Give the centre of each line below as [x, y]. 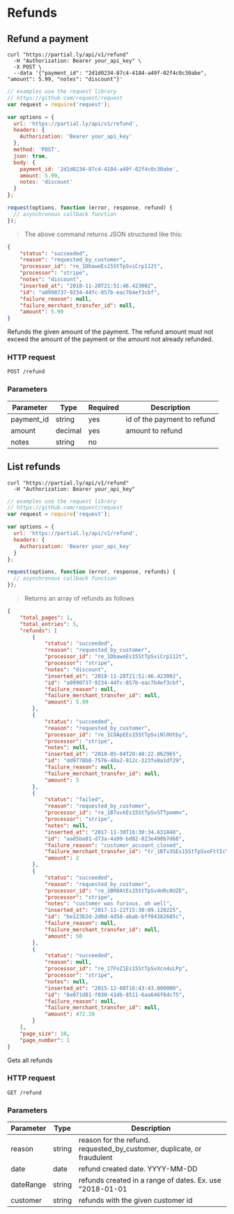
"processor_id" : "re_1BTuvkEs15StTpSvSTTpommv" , [116, 813]
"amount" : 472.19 [70, 1014]
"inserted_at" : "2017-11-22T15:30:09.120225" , [113, 910]
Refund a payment [48, 39]
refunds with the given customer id [135, 1201]
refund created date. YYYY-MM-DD [138, 1169]
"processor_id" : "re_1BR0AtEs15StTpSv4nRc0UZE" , [116, 891]
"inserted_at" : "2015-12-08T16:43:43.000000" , [113, 988]
